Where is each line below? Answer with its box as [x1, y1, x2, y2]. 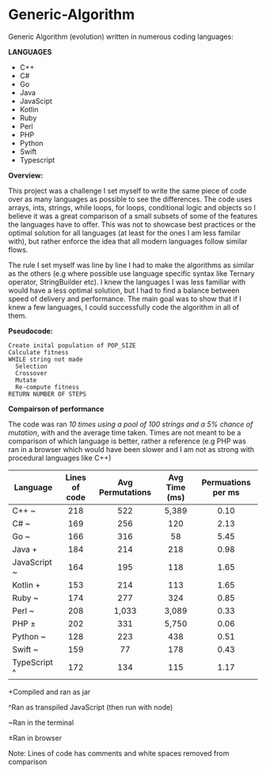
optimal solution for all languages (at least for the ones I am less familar [8, 228, 241, 237]
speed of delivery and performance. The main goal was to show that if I [8, 293, 241, 303]
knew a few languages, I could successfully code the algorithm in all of [8, 302, 240, 312]
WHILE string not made [8, 355, 83, 363]
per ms [212, 486, 240, 497]
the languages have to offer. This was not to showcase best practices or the [8, 220, 256, 229]
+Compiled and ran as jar [8, 687, 91, 696]
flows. [8, 244, 28, 255]
